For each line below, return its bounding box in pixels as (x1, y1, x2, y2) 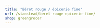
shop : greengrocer (5, 16, 42, 20)
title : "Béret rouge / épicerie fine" (5, 7, 83, 12)
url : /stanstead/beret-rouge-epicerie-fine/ (5, 11, 96, 16)
